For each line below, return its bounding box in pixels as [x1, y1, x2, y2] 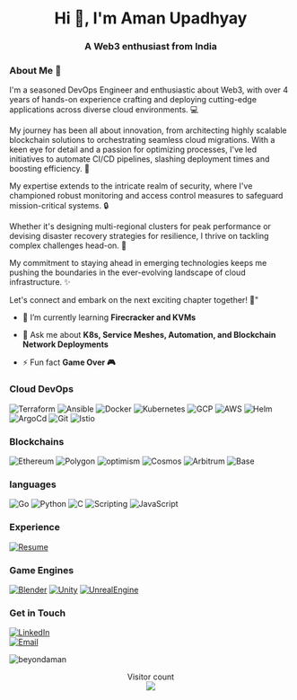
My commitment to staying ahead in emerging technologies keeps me [9, 258, 267, 269]
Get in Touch [9, 607, 66, 619]
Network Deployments [22, 339, 109, 350]
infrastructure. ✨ [9, 277, 72, 288]
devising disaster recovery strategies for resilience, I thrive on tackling [9, 231, 269, 242]
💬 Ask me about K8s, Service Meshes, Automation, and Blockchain [22, 330, 276, 341]
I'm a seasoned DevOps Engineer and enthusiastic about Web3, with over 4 [9, 84, 289, 95]
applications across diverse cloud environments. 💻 [9, 104, 199, 115]
